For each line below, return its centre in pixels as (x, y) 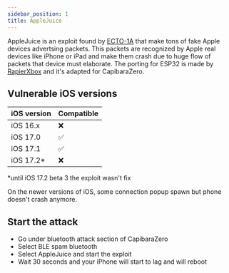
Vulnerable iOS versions (62, 93)
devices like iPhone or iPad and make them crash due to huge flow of (109, 56)
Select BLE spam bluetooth (57, 247)
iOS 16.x (26, 125)
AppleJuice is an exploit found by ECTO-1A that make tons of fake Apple (114, 41)
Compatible (78, 113)
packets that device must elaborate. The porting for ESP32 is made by (111, 63)
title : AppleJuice (35, 21)
